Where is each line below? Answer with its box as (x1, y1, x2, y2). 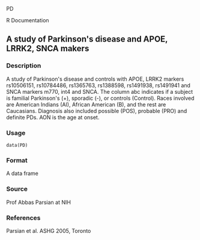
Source (6, 185, 28, 193)
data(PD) (6, 142, 28, 148)
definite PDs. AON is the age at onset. (6, 114, 100, 121)
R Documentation (6, 17, 49, 23)
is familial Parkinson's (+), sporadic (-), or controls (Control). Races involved (6, 94, 195, 102)
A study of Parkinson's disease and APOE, (6, 34, 168, 45)
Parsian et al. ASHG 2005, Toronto (6, 227, 91, 234)
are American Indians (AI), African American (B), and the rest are (6, 100, 166, 108)
